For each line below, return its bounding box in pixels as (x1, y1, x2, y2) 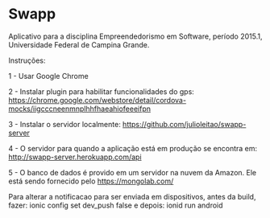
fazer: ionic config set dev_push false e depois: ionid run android (8, 200, 223, 210)
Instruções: (8, 56, 46, 65)
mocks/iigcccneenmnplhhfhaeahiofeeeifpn (8, 104, 152, 113)
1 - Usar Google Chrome (8, 71, 89, 80)
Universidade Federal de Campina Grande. (8, 39, 150, 49)
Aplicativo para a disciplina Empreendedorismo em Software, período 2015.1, (8, 31, 263, 41)
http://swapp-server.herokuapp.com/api (8, 152, 143, 162)
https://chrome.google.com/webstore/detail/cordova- (8, 95, 187, 105)
